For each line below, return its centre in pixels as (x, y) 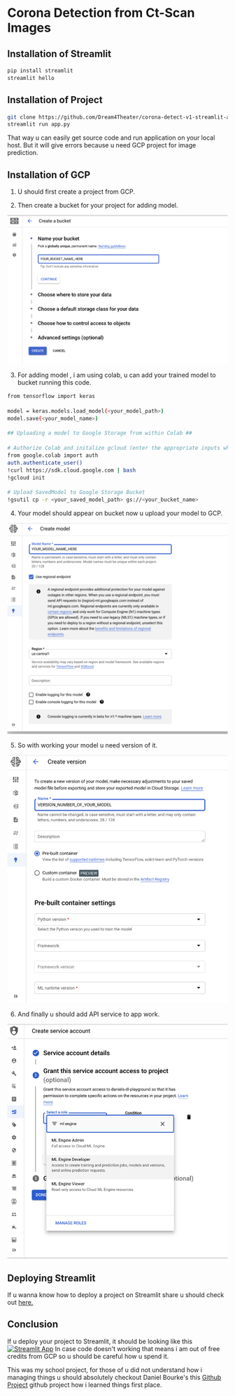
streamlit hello (31, 78)
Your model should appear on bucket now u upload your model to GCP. (120, 513)
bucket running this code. (54, 383)
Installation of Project (55, 100)
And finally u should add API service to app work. (88, 1014)
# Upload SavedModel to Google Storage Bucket (76, 493)
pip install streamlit (40, 71)
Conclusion (33, 1324)
